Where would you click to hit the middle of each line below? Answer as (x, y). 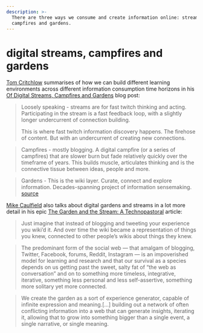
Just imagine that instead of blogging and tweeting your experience (105, 224)
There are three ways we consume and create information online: (96, 18)
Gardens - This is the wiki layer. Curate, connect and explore (96, 181)
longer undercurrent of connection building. (76, 120)
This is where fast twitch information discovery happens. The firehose (108, 132)
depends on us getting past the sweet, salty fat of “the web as (98, 267)
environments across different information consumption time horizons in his (100, 89)
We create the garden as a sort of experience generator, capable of (105, 298)
